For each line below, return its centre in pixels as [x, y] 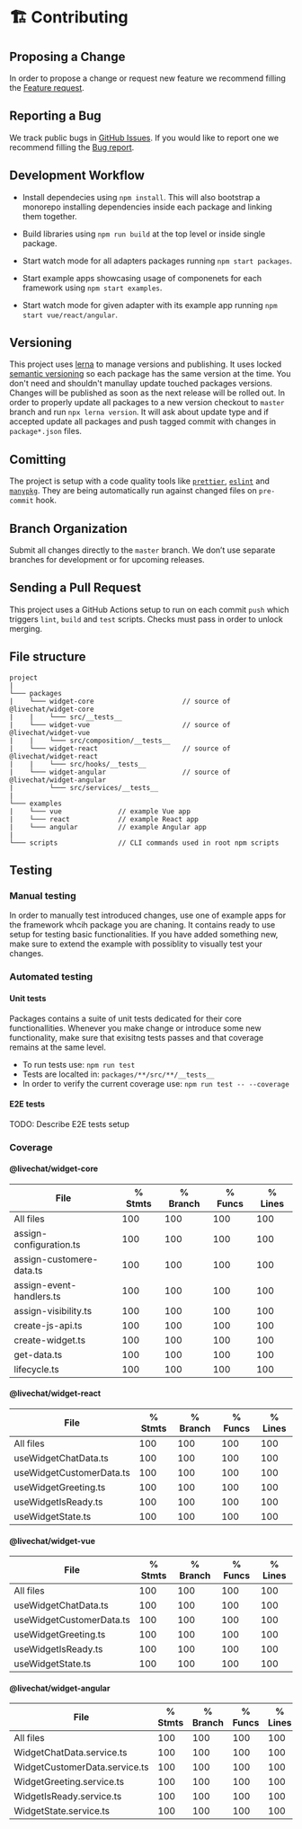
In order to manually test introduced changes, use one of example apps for [148, 915]
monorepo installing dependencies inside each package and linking [147, 207]
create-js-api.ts [48, 1325]
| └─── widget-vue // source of [120, 724]
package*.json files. [46, 431]
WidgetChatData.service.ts [71, 1753]
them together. [50, 216]
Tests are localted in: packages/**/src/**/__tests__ [118, 1074]
